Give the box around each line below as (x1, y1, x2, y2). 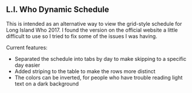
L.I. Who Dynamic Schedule (6, 5, 110, 15)
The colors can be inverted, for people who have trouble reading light (14, 74, 183, 81)
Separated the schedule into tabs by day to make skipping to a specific (14, 55, 187, 62)
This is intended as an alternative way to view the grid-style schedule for (6, 20, 183, 27)
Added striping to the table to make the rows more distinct (14, 67, 156, 75)
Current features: (6, 44, 48, 51)
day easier (14, 61, 41, 68)
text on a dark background (14, 80, 79, 87)
